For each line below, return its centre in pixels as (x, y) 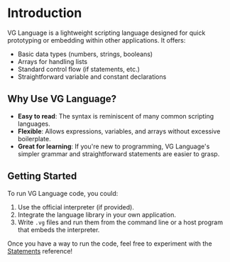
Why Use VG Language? (62, 99)
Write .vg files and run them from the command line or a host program (120, 222)
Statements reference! (40, 251)
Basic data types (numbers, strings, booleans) (85, 54)
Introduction (45, 13)
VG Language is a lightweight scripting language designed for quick (106, 33)
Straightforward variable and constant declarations (92, 77)
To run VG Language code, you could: (63, 193)
